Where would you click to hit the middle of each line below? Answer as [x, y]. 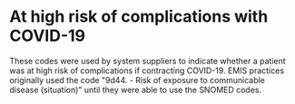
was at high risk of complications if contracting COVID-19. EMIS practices [147, 71]
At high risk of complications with [139, 17]
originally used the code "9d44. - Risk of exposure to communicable [138, 80]
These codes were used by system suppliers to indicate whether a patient [147, 61]
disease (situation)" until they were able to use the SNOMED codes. [136, 90]
